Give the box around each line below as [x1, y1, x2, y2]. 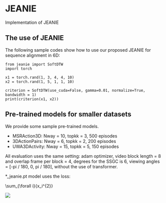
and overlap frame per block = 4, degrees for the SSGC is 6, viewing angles [5, 158, 160, 164]
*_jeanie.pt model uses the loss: [5, 173, 71, 179]
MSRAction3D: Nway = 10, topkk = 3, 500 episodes [12, 133, 118, 139]
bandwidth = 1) [5, 92, 37, 97]
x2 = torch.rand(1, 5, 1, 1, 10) [5, 79, 75, 84]
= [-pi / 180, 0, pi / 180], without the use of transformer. [5, 163, 118, 169]
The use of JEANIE [5, 34, 64, 42]
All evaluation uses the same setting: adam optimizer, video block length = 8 [5, 153, 162, 159]
